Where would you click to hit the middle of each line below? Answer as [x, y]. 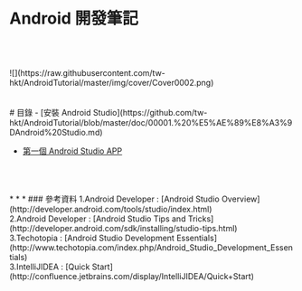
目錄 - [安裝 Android [54, 112]
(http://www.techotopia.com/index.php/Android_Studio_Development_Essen [151, 247]
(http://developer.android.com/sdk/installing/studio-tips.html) [123, 228]
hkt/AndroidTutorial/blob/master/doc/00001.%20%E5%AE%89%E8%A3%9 [151, 122]
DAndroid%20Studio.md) [56, 132]
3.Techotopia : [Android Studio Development [92, 238]
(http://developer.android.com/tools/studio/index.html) [111, 209]
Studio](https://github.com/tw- [150, 112]
